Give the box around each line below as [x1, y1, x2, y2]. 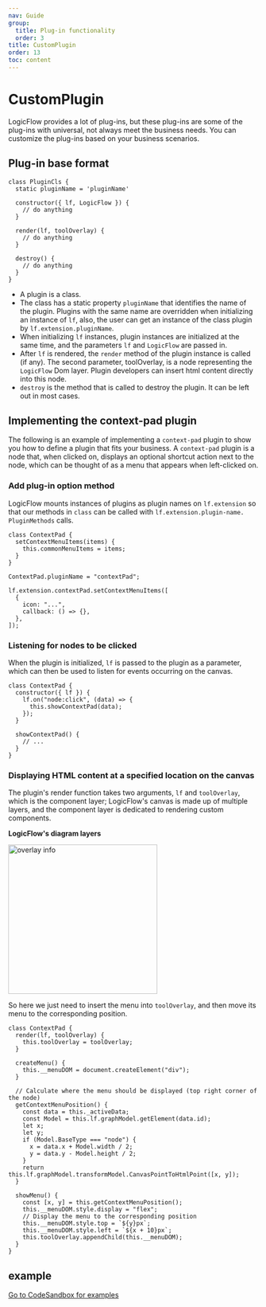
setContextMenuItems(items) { [15, 538, 115, 546]
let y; [22, 1129, 44, 1137]
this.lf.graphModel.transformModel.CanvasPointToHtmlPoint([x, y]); [8, 1171, 240, 1179]
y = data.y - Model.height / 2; [29, 1150, 137, 1158]
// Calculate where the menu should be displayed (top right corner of [15, 1087, 258, 1095]
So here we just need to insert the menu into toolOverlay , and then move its [8, 1000, 256, 1010]
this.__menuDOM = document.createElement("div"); [22, 1066, 191, 1074]
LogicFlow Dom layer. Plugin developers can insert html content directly [19, 366, 254, 375]
